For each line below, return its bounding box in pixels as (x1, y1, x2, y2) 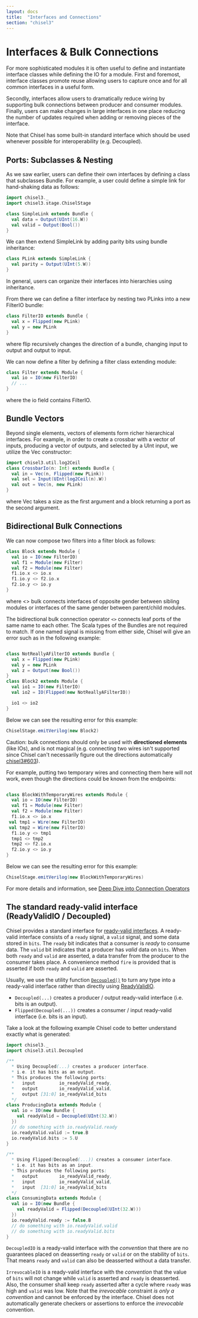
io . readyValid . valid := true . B (11, 1129, 89, 1136)
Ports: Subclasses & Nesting (6, 155, 113, 165)
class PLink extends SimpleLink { (6, 256, 92, 262)
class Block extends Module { (6, 548, 81, 554)
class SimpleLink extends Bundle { (6, 211, 94, 217)
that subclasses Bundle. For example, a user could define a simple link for (6, 177, 186, 184)
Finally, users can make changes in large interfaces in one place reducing (6, 108, 185, 115)
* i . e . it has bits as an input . (11, 1162, 94, 1168)
